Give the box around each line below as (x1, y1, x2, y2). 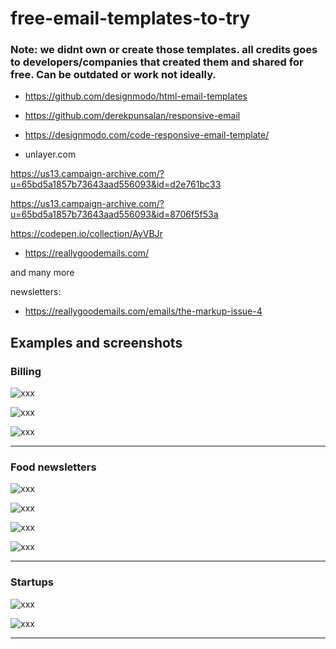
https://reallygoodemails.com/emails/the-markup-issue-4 (24, 305, 263, 317)
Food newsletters (10, 460, 97, 474)
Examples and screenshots (10, 334, 183, 351)
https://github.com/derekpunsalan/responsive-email (24, 110, 241, 122)
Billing (10, 364, 42, 378)
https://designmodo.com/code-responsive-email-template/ (24, 129, 270, 141)
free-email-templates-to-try (10, 7, 251, 30)
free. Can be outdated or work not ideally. (10, 68, 217, 82)
